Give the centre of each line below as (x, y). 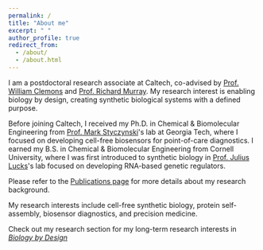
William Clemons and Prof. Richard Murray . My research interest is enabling (132, 91)
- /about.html (39, 61)
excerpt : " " (30, 30)
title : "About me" (39, 23)
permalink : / (30, 16)
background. (29, 189)
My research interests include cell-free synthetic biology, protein (114, 205)
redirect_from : (33, 45)
